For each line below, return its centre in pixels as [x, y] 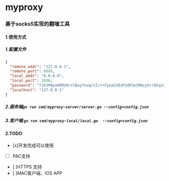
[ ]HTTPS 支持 [27, 167]
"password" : [22, 85]
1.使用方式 [16, 37]
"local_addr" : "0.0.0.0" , [37, 76]
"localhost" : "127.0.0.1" [37, 90]
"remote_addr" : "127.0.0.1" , [40, 67]
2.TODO [14, 134]
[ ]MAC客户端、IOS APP [37, 173]
